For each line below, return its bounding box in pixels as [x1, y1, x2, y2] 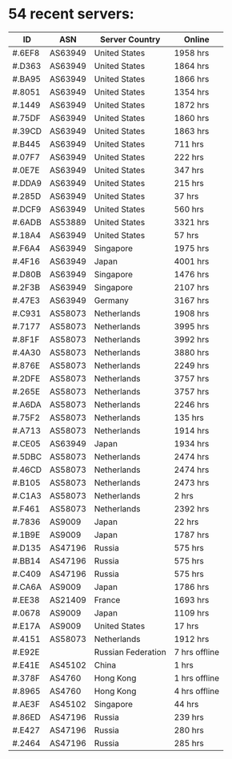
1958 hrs [174, 47, 210, 59]
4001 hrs [174, 256, 210, 267]
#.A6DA [12, 398, 42, 410]
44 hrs [174, 698, 199, 709]
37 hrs [174, 190, 199, 201]
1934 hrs [174, 438, 210, 449]
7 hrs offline [174, 646, 220, 657]
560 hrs [174, 204, 204, 215]
